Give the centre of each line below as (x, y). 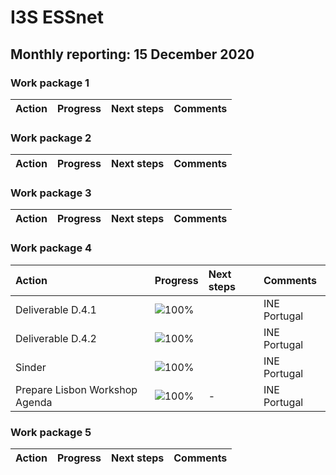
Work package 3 (51, 193)
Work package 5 (51, 432)
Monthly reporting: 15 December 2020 (132, 54)
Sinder (31, 367)
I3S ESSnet (57, 17)
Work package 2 (51, 138)
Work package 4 (51, 248)
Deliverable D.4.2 (56, 338)
